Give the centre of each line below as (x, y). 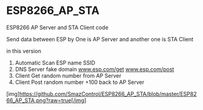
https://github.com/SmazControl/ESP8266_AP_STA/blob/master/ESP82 (108, 94)
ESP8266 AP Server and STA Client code (58, 27)
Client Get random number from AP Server (68, 75)
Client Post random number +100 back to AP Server (79, 82)
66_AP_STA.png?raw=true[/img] (46, 100)
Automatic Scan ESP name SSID (55, 63)
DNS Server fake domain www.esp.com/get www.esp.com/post (95, 69)
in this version (24, 51)
